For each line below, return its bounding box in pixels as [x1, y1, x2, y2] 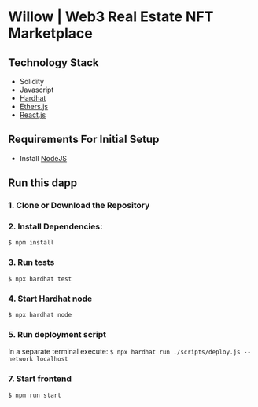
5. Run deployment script [8, 328, 106, 339]
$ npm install [8, 239, 55, 247]
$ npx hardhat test [8, 275, 72, 283]
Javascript [19, 85, 54, 94]
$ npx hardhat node [8, 311, 72, 319]
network [8, 355, 34, 363]
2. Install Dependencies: [8, 221, 103, 232]
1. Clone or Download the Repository [8, 200, 150, 211]
